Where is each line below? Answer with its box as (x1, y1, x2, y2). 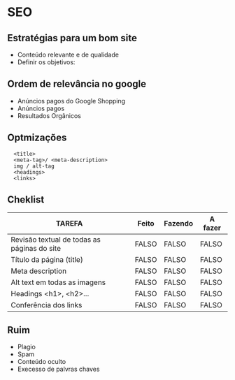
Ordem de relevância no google (7, 78, 147, 90)
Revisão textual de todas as (10, 235, 101, 244)
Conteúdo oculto (17, 358, 66, 366)
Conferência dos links (10, 300, 83, 310)
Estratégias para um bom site (7, 32, 138, 44)
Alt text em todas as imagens (10, 277, 106, 287)
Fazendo (164, 219, 194, 228)
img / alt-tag (13, 162, 55, 170)
